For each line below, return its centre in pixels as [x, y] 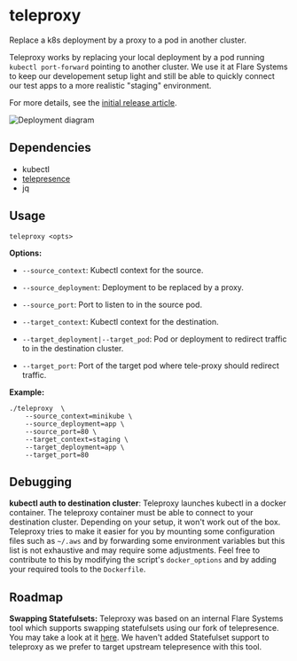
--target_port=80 [57, 455]
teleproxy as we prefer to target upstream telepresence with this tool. [136, 647]
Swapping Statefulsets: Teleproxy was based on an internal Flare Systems [146, 618]
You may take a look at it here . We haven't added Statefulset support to [139, 637]
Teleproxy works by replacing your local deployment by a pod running [137, 57]
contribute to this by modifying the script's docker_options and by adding [143, 560]
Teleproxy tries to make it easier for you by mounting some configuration [142, 531]
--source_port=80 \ [61, 431]
